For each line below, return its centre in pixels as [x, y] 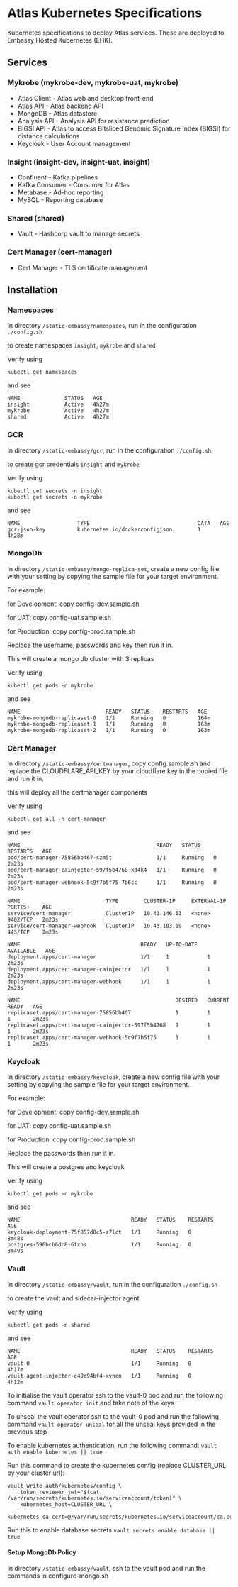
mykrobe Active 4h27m [58, 411]
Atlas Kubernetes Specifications [105, 13]
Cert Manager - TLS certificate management [83, 267]
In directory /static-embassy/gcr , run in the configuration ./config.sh [109, 450]
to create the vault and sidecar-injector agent [73, 1298]
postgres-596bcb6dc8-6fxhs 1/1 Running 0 [100, 1245]
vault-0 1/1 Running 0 [100, 1364]
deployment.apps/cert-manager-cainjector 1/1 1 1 [109, 970]
